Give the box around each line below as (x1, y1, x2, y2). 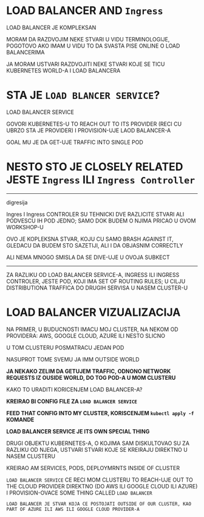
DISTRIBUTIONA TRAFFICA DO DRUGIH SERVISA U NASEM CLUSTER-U (6, 284, 188, 291)
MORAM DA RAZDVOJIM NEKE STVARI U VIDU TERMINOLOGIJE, (6, 35, 170, 43)
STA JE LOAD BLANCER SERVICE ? (6, 88, 160, 102)
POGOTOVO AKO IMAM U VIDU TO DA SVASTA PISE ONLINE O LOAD (6, 42, 180, 49)
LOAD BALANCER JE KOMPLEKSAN (6, 24, 97, 31)
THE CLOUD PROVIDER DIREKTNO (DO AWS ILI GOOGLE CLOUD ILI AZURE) (6, 482, 198, 490)
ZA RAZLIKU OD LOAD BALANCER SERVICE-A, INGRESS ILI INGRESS (6, 271, 180, 278)
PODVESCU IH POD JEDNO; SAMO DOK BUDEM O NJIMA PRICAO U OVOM (6, 217, 196, 224)
